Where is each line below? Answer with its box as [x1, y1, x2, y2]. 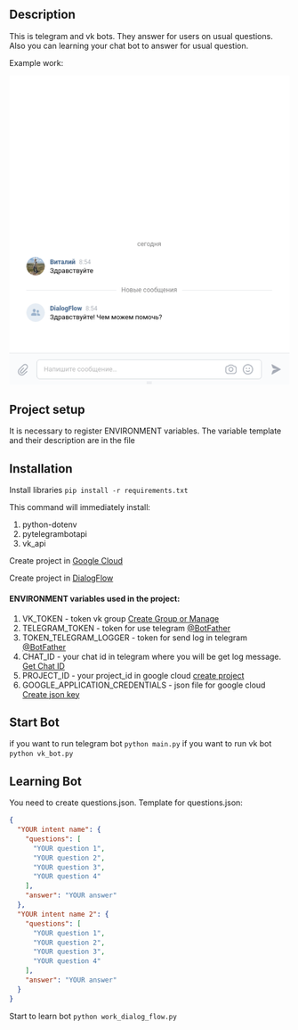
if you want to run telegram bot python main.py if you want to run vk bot [9, 738, 272, 749]
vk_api [21, 539, 46, 549]
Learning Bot [9, 773, 83, 788]
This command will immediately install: [9, 502, 151, 513]
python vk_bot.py [9, 749, 74, 759]
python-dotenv [21, 519, 77, 530]
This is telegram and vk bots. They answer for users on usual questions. [9, 30, 273, 41]
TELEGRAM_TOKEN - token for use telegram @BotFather [21, 622, 231, 633]
